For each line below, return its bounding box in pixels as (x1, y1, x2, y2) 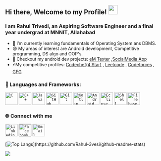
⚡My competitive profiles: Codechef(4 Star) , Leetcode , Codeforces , (12, 61, 155, 67)
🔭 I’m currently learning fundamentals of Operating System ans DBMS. (12, 40, 157, 46)
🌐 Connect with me (5, 112, 53, 119)
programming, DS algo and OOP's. (12, 50, 83, 57)
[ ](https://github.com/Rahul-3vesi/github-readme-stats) (5, 141, 146, 147)
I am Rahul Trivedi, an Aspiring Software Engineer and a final (5, 23, 154, 30)
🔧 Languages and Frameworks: (5, 81, 81, 88)
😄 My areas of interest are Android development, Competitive (12, 45, 140, 51)
